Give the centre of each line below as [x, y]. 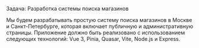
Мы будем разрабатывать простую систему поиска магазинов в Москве [99, 20]
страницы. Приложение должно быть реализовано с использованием [96, 33]
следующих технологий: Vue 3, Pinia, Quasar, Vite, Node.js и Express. [93, 39]
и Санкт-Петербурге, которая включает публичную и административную [100, 26]
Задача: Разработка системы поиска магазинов [68, 9]
